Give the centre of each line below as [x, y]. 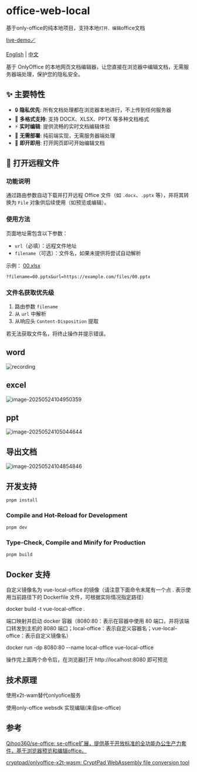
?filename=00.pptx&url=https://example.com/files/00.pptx [78, 277]
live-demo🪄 [21, 40]
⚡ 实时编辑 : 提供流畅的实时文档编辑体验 [62, 126]
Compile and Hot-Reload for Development [67, 515]
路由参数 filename [36, 306]
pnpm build [19, 555]
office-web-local [48, 11]
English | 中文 [23, 54]
